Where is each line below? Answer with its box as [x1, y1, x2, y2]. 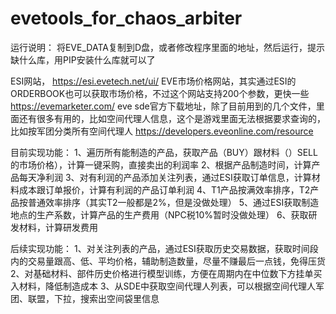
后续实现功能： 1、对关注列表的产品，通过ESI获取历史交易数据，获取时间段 [10, 242, 319, 254]
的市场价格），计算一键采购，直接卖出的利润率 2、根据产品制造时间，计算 [10, 158, 312, 171]
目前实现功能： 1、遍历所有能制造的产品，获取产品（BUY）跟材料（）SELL [10, 146, 318, 158]
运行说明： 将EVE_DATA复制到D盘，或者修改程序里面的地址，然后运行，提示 [10, 41, 325, 53]
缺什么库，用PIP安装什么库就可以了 [10, 53, 156, 66]
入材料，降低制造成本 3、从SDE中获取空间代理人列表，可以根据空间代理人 [10, 280, 317, 292]
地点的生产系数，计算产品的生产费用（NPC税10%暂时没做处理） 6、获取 [10, 208, 309, 221]
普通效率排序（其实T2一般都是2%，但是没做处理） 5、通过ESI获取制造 [27, 196, 320, 208]
